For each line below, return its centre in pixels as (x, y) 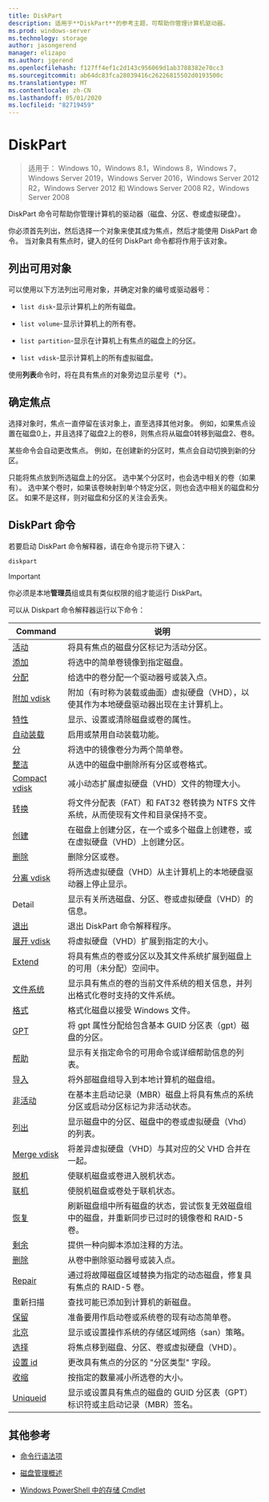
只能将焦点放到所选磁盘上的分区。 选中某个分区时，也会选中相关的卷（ (125, 477)
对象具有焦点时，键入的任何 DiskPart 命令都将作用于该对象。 (131, 241)
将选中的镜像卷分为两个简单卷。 (128, 749)
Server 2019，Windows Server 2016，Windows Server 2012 (160, 178)
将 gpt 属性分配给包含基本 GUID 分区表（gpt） (155, 1025)
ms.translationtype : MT (48, 83)
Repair (25, 1281)
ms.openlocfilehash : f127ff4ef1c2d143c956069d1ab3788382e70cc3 (116, 68)
